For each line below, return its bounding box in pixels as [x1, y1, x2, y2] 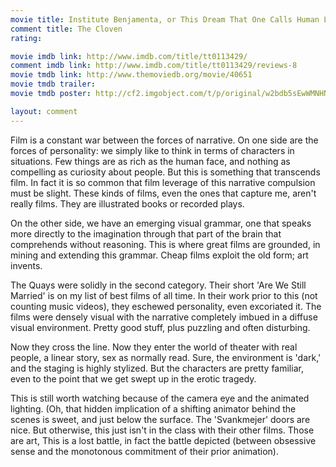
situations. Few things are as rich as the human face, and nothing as [10, 155, 291, 167]
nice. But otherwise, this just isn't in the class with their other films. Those [10, 424, 315, 436]
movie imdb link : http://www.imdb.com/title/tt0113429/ [10, 51, 248, 61]
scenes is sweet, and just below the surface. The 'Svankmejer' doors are [10, 413, 311, 425]
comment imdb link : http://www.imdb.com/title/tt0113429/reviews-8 [10, 61, 298, 71]
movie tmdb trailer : [10, 79, 97, 90]
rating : [10, 33, 43, 43]
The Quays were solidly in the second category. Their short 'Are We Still [10, 279, 307, 291]
